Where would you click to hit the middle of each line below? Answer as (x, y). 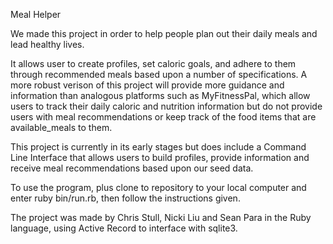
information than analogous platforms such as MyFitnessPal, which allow (160, 95)
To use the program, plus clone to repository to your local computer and (158, 187)
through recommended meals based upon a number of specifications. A (159, 74)
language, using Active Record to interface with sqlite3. (124, 228)
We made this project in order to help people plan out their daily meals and (164, 33)
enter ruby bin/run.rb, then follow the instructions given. (125, 198)
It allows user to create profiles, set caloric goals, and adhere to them (153, 63)
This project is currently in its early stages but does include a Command (158, 147)
